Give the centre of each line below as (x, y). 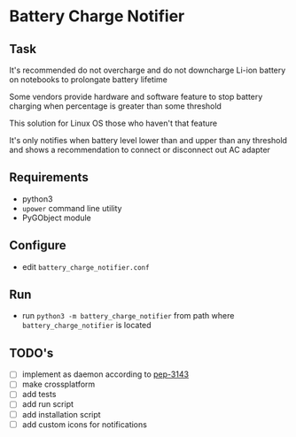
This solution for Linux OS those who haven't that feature (113, 123)
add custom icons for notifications (85, 424)
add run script (47, 404)
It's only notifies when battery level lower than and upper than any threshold (148, 140)
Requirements (49, 177)
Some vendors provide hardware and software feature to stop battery (136, 96)
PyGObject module (56, 218)
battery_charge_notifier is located (87, 326)
